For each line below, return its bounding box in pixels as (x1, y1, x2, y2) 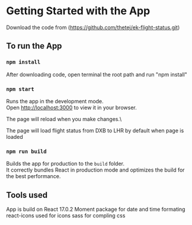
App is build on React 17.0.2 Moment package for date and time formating (6, 206, 185, 213)
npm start (6, 85, 34, 93)
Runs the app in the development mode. (6, 97, 104, 104)
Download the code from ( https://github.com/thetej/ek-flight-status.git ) (6, 24, 180, 31)
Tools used (6, 190, 48, 200)
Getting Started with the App (6, 4, 151, 18)
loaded (6, 133, 24, 140)
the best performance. (6, 173, 61, 180)
